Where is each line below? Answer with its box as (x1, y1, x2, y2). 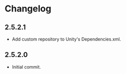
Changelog (4, 3, 51, 14)
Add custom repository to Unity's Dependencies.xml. (11, 36, 121, 42)
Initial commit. (11, 63, 41, 70)
